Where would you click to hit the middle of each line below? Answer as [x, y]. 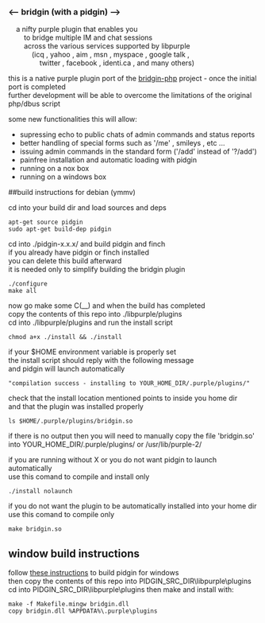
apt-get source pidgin [46, 222]
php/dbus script [35, 104]
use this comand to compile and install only [79, 477]
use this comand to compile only [61, 515]
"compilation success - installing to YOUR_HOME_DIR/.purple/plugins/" [129, 384]
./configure [28, 284]
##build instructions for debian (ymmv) [72, 193]
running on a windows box [63, 177]
